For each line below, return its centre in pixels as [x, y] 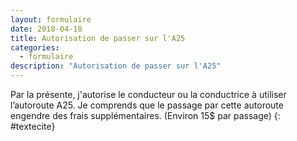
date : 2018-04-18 [46, 29]
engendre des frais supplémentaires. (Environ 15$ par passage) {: [145, 115]
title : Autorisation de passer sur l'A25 [98, 38]
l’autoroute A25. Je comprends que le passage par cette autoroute [147, 105]
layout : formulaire [51, 19]
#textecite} [33, 126]
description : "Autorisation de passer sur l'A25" [116, 66]
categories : [35, 47]
